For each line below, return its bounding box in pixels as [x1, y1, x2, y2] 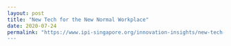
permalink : [7, 28, 38, 36]
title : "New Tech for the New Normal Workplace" [7, 16, 149, 23]
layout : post [7, 9, 45, 17]
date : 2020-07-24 [7, 22, 57, 29]
